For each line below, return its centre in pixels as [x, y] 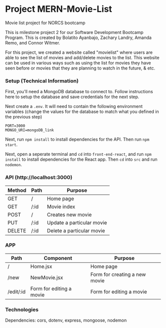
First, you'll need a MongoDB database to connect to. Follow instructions [79, 92]
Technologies [22, 309]
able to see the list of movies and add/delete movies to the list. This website [82, 57]
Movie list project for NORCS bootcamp [45, 23]
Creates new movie [69, 215]
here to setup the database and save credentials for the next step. [72, 97]
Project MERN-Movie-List [59, 9]
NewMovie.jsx [47, 277]
